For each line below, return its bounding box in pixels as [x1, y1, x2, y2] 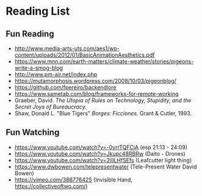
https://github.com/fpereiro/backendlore [14, 84, 117, 91]
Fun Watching [5, 127, 60, 138]
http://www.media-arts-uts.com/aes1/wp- [14, 45, 120, 52]
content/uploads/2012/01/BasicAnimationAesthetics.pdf [14, 51, 155, 59]
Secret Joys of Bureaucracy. [14, 103, 87, 111]
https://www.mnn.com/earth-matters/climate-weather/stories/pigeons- [14, 58, 194, 65]
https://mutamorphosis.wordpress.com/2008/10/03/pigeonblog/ [14, 78, 176, 84]
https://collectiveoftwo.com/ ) [14, 182, 88, 190]
